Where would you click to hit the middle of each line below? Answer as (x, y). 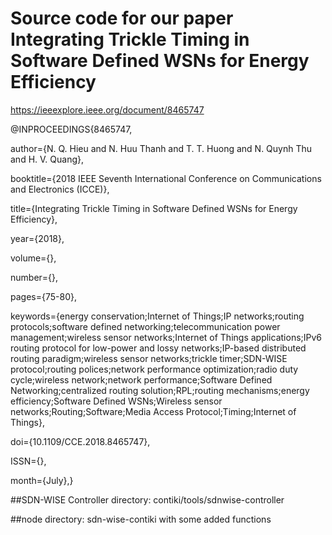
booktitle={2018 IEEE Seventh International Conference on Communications (166, 178)
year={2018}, (37, 238)
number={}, (34, 277)
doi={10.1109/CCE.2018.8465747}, (80, 441)
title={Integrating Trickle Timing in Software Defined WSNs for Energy (154, 208)
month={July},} (42, 480)
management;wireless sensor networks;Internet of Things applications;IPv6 (166, 337)
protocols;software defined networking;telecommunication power (145, 326)
